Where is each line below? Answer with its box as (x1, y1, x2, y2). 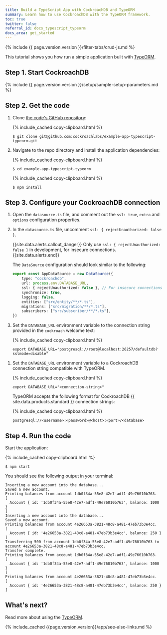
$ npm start (5, 464, 30, 469)
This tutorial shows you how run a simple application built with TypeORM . (5, 54, 156, 60)
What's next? (5, 601, 48, 610)
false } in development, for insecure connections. (12, 247, 116, 253)
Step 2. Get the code (5, 101, 70, 110)
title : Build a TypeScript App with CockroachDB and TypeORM (5, 7, 135, 12)
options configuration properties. (12, 217, 81, 223)
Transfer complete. (5, 548, 46, 553)
